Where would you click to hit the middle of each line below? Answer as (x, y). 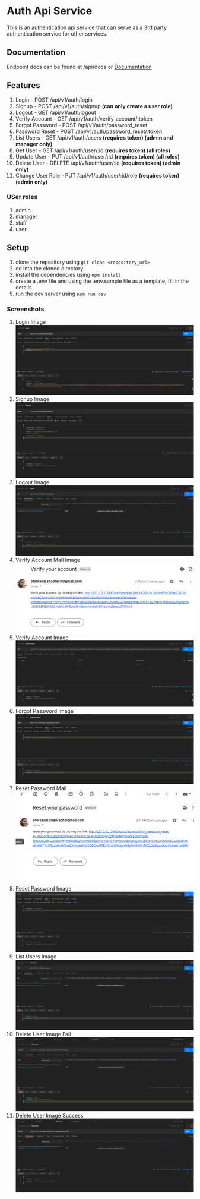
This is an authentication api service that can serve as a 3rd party (87, 27)
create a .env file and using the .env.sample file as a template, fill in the (102, 281)
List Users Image (36, 957)
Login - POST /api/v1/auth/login (54, 100)
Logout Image (32, 482)
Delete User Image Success (49, 1116)
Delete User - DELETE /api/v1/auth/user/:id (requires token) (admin (98, 163)
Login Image (31, 321)
